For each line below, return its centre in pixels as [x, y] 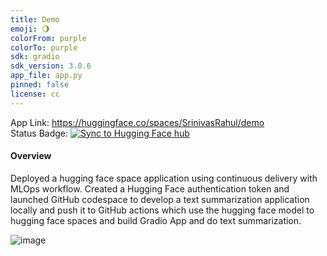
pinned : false [40, 85]
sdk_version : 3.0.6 [51, 66]
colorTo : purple [44, 47]
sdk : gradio [35, 57]
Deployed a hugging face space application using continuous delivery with [164, 178]
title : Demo [35, 19]
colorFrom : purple [48, 38]
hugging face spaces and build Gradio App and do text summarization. [156, 220]
